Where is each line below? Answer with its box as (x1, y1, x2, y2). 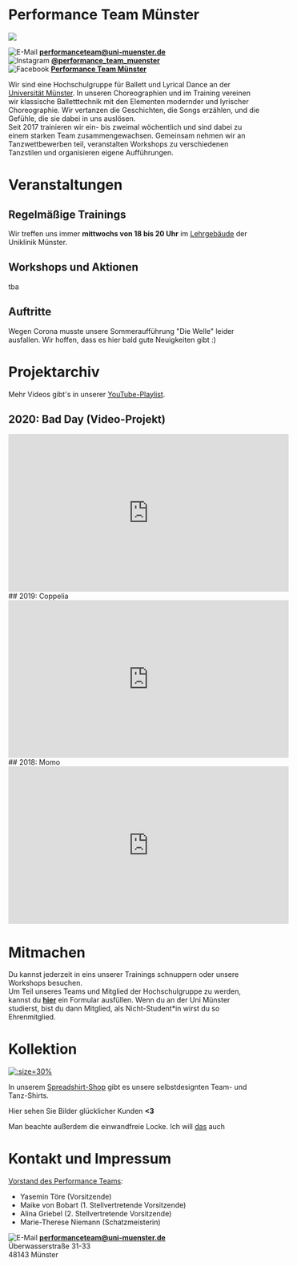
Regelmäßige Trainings (8, 207, 126, 221)
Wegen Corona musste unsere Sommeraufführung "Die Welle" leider (8, 326, 235, 336)
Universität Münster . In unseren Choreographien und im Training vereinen (8, 88, 251, 98)
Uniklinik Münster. (8, 237, 68, 247)
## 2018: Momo (8, 758, 61, 767)
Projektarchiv (8, 363, 100, 381)
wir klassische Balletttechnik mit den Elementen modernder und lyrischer (8, 96, 250, 106)
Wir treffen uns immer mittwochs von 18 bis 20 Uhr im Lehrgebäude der (8, 228, 247, 238)
